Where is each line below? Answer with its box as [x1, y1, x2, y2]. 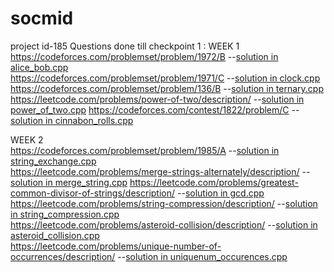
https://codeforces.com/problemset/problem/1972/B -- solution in [10, 50, 279, 62]
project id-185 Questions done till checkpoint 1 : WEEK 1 [10, 40, 240, 52]
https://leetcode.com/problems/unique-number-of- [10, 240, 222, 252]
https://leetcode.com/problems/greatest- [129, 176, 299, 188]
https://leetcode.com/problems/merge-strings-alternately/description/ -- [10, 165, 311, 177]
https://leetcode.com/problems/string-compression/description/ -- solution [10, 197, 318, 209]
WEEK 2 [10, 133, 44, 146]
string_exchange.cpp [10, 155, 97, 167]
